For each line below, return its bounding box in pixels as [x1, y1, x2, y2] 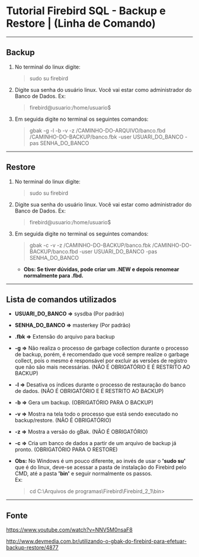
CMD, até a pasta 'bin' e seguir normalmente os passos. [14, 470, 153, 477]
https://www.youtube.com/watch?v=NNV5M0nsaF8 [6, 526, 133, 533]
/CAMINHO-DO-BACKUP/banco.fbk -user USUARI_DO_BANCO [29, 133, 184, 140]
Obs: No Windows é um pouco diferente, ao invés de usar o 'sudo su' [14, 458, 186, 465]
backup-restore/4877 [6, 544, 59, 551]
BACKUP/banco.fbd [29, 247, 78, 255]
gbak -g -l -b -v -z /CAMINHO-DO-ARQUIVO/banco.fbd [29, 127, 166, 134]
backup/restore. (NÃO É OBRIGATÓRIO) [14, 417, 111, 424]
